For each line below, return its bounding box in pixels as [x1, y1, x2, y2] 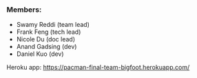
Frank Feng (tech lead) [16, 28, 81, 36]
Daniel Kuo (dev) [16, 50, 64, 58]
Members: [6, 5, 42, 14]
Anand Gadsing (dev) [16, 43, 77, 51]
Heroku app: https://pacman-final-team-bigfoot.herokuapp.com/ [6, 64, 190, 72]
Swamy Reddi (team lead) [16, 21, 90, 29]
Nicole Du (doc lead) [16, 35, 76, 43]
